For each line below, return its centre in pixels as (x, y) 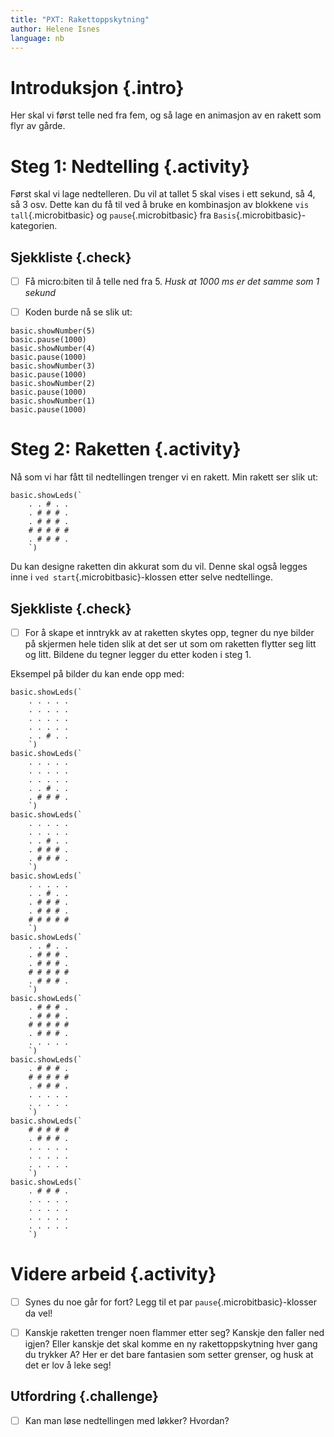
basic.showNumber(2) (53, 384)
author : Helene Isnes (55, 29)
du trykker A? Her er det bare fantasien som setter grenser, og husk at (169, 1355)
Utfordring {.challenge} (84, 1396)
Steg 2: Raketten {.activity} (126, 449)
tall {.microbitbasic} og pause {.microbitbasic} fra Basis (123, 215)
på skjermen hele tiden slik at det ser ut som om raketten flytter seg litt (170, 644)
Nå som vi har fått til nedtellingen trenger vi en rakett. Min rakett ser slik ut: (164, 477)
